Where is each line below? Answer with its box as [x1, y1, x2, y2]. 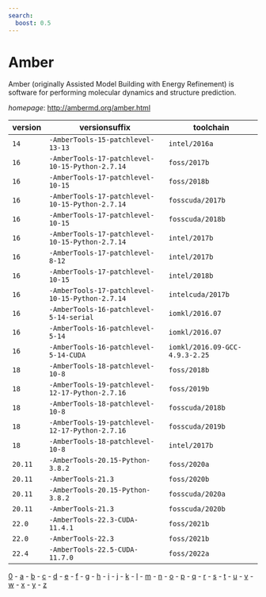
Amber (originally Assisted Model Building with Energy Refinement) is [8, 79, 235, 89]
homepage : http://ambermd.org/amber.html [8, 103, 151, 113]
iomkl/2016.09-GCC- [169, 343, 242, 352]
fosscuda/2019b [169, 422, 226, 431]
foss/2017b [169, 158, 210, 168]
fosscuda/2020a [169, 490, 226, 499]
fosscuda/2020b [169, 505, 226, 514]
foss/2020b [169, 475, 210, 484]
